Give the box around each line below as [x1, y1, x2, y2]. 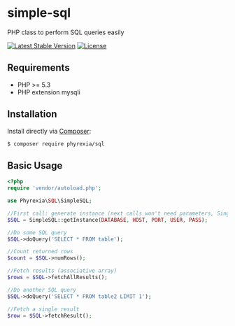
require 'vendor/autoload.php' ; [7, 185, 101, 192]
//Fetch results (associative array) [7, 267, 117, 274]
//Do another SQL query [7, 286, 77, 293]
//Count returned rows [7, 248, 73, 255]
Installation [7, 108, 57, 120]
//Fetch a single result [7, 306, 80, 313]
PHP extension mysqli [17, 87, 80, 96]
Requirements [7, 62, 70, 74]
